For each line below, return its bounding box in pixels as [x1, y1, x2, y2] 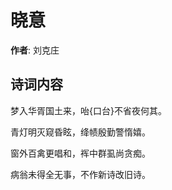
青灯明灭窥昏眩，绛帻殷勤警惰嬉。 [10, 126, 151, 138]
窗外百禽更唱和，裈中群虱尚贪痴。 [10, 147, 151, 159]
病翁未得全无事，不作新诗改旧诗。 [10, 168, 151, 180]
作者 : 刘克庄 [10, 44, 60, 56]
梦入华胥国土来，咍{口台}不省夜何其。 [10, 104, 167, 116]
